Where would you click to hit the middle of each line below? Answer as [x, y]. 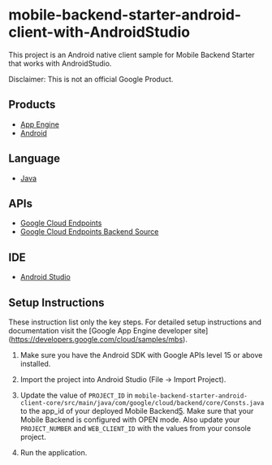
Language [35, 159]
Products [32, 104]
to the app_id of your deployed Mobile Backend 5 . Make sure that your [137, 411]
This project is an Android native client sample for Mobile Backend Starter [132, 54]
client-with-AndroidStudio [99, 32]
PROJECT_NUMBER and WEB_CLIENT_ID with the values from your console [136, 428]
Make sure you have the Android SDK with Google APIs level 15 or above [141, 355]
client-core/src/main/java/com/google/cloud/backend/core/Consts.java [142, 403]
